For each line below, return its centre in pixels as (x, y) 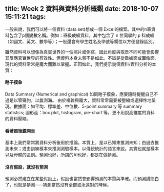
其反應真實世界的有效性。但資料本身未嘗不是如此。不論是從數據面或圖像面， (82, 58)
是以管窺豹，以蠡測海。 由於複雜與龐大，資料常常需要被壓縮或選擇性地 (80, 100)
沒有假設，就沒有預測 (26, 167)
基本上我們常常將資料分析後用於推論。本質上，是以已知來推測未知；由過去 (80, 143)
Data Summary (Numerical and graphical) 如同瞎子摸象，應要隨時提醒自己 (79, 94)
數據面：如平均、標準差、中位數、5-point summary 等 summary (78, 106)
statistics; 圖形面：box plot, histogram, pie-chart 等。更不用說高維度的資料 (80, 113)
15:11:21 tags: (26, 17)
